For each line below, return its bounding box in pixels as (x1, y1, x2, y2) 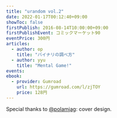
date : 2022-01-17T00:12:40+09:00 (6, 14, 88, 20)
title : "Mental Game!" (16, 62, 72, 69)
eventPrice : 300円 (6, 35, 50, 41)
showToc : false (6, 19, 43, 25)
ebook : (6, 73, 22, 79)
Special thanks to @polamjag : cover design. (6, 105, 112, 112)
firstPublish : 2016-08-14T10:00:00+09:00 (6, 24, 109, 31)
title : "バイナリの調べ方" (16, 52, 75, 58)
